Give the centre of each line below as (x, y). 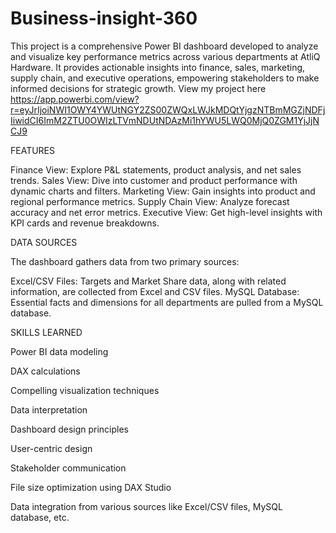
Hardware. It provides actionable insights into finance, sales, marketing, (158, 67)
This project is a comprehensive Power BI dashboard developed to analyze (164, 46)
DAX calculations (45, 371)
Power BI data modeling (59, 351)
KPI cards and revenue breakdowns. (85, 223)
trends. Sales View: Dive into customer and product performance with (154, 180)
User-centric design (51, 448)
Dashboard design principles (69, 429)
